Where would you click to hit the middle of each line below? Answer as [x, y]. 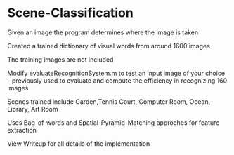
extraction [22, 130]
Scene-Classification [70, 13]
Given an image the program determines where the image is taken [103, 32]
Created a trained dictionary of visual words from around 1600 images [109, 46]
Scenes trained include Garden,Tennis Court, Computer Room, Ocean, [109, 101]
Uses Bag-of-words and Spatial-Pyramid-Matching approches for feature [113, 122]
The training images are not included [60, 59]
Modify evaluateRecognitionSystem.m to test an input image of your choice [116, 73]
